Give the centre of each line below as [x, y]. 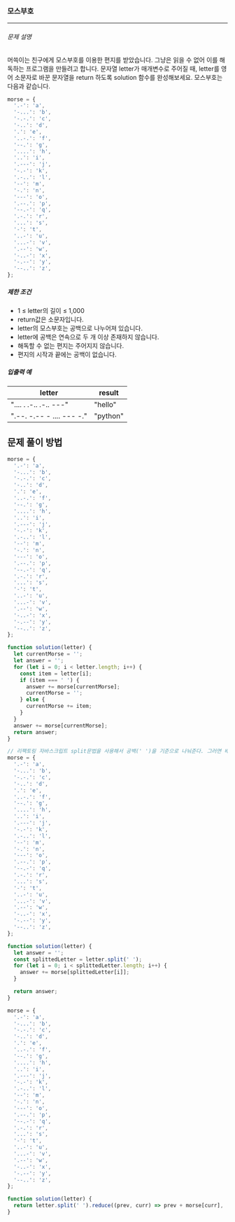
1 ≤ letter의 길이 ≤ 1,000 [51, 310]
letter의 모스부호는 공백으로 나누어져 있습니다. [80, 328]
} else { [33, 700]
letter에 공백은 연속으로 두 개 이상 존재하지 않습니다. [88, 337]
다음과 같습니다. [29, 86]
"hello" [105, 404]
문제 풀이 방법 [35, 443]
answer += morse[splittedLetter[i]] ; [75, 972]
